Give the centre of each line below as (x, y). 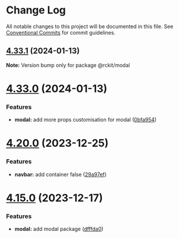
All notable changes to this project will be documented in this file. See (90, 26)
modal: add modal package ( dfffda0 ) (59, 229)
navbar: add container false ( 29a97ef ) (60, 174)
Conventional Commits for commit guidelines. (61, 32)
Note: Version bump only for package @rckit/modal (68, 65)
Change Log (36, 10)
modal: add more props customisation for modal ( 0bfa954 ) (85, 120)
